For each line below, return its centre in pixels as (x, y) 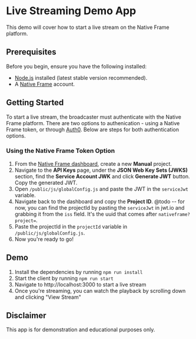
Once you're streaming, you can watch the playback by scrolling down (100, 291)
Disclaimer (26, 316)
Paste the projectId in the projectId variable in (71, 226)
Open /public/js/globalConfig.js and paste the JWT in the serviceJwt (101, 189)
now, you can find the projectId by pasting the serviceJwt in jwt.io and (99, 207)
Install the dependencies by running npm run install (79, 272)
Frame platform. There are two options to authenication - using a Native (93, 123)
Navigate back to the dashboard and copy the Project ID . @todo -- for (100, 201)
